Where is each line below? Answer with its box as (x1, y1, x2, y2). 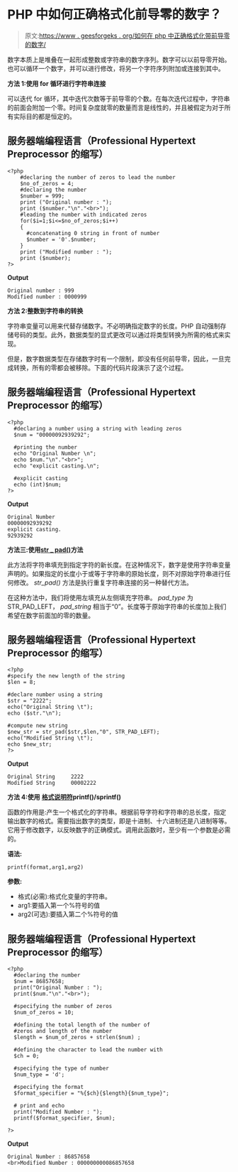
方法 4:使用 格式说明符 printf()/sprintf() (7, 793, 122, 801)
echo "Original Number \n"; (13, 450, 97, 457)
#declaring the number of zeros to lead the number (20, 173, 176, 181)
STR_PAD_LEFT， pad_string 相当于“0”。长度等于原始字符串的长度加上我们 (7, 602, 227, 611)
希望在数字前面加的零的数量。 (7, 611, 94, 619)
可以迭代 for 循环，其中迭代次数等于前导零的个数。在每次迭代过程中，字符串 (7, 94, 230, 103)
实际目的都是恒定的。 (13, 112, 76, 121)
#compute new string (7, 722, 69, 729)
